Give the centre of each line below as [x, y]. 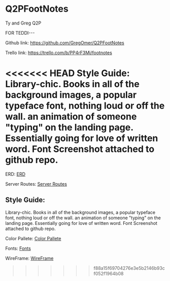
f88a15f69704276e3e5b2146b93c [129, 268]
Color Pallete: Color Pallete [33, 238]
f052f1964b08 [109, 273]
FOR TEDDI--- [20, 33]
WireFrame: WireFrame [29, 258]
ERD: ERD [15, 174]
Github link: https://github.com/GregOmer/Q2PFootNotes [65, 43]
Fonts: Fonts [18, 248]
